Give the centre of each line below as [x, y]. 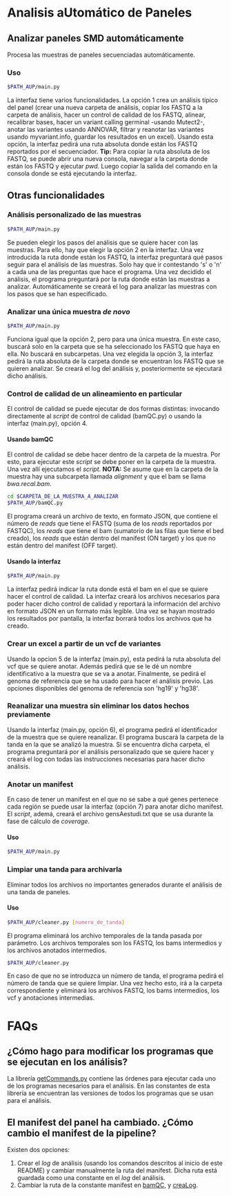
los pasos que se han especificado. [58, 293]
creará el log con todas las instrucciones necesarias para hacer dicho [106, 759]
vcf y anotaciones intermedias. [51, 998]
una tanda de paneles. [39, 891]
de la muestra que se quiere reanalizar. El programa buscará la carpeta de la [115, 737]
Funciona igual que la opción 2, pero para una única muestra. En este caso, [114, 339]
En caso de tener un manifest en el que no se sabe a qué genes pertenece [113, 800]
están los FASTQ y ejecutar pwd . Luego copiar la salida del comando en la [112, 166]
